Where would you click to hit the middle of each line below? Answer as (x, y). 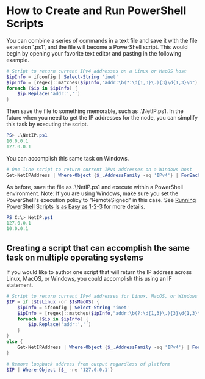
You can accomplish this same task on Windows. (68, 158)
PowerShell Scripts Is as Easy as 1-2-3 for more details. (76, 206)
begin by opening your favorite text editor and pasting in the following (94, 53)
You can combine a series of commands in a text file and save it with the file (102, 40)
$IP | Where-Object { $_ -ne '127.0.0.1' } (60, 370)
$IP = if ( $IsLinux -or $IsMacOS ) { (53, 302)
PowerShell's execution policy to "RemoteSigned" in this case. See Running (101, 200)
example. (18, 60)
